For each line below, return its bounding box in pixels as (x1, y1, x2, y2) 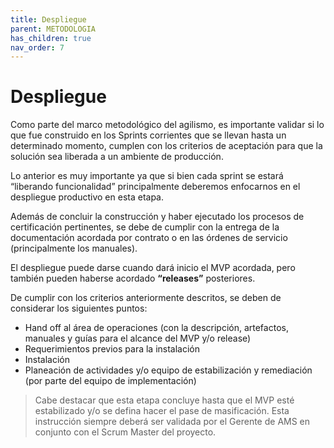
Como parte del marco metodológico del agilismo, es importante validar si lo (10, 119, 325, 131)
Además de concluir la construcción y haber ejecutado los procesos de (10, 211, 305, 223)
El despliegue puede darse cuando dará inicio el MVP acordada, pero (10, 262, 296, 274)
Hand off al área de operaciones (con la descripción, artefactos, (24, 322, 289, 334)
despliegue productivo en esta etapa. (10, 191, 164, 203)
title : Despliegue (10, 14, 87, 25)
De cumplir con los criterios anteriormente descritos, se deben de (10, 292, 282, 304)
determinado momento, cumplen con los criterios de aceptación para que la (10, 140, 323, 152)
